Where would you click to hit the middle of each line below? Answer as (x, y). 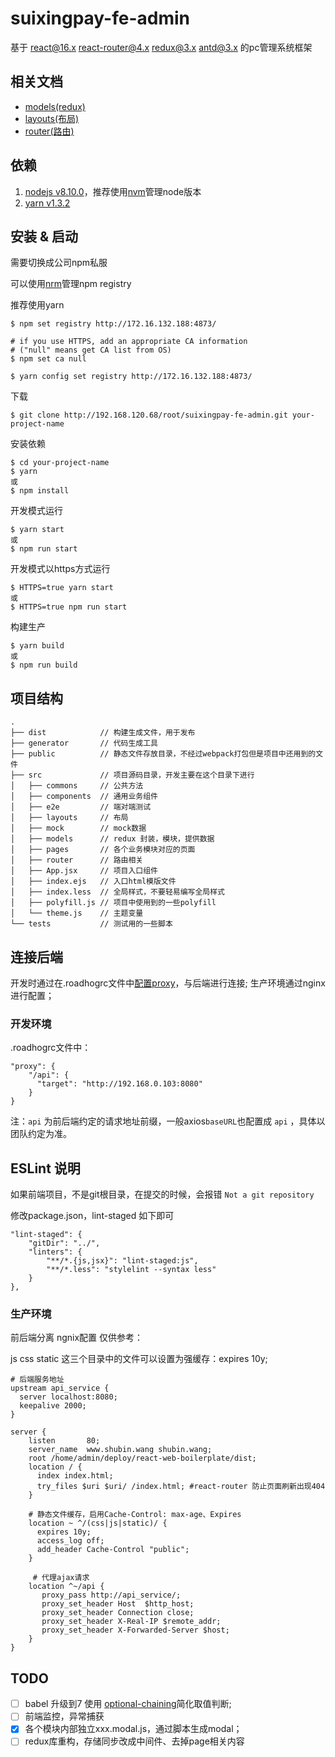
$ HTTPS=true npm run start (69, 607)
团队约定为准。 (41, 1134)
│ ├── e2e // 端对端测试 (81, 807)
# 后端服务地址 (37, 1380)
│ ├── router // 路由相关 (77, 860)
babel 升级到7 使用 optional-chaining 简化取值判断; (128, 1704)
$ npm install (40, 491)
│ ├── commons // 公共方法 (77, 786)
